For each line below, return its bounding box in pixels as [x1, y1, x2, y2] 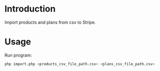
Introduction [4, 3, 56, 14]
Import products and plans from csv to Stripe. [4, 19, 96, 25]
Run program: [4, 52, 32, 58]
